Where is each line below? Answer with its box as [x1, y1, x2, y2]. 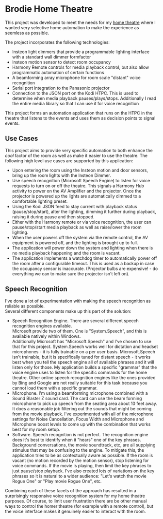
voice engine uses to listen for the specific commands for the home [12, 369, 147, 375]
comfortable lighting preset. [12, 198, 68, 204]
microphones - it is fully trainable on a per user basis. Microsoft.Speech [12, 348, 156, 354]
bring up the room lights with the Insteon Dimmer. [12, 172, 111, 178]
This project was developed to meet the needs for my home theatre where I [5, 19, 156, 25]
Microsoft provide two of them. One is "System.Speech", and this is [12, 328, 147, 334]
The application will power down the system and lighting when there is [12, 245, 153, 250]
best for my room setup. [12, 426, 61, 432]
